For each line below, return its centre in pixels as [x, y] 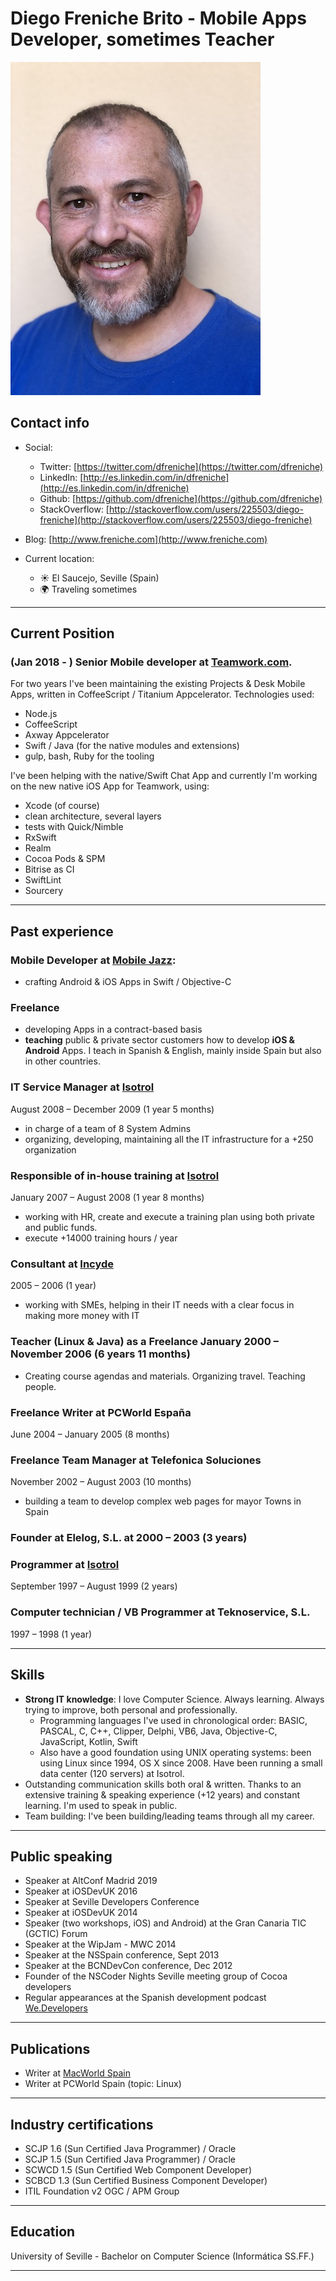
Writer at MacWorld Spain [77, 2073]
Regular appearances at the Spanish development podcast [145, 1998]
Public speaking [61, 1856]
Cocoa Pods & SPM [65, 859]
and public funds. [61, 1228]
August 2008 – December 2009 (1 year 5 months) [112, 1109]
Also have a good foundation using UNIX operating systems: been [175, 1752]
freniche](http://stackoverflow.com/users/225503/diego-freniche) [176, 519]
